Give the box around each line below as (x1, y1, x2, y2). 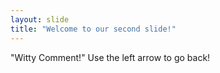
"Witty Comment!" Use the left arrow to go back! (10, 51, 211, 63)
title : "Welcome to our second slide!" (10, 24, 177, 34)
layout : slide (10, 14, 70, 25)
